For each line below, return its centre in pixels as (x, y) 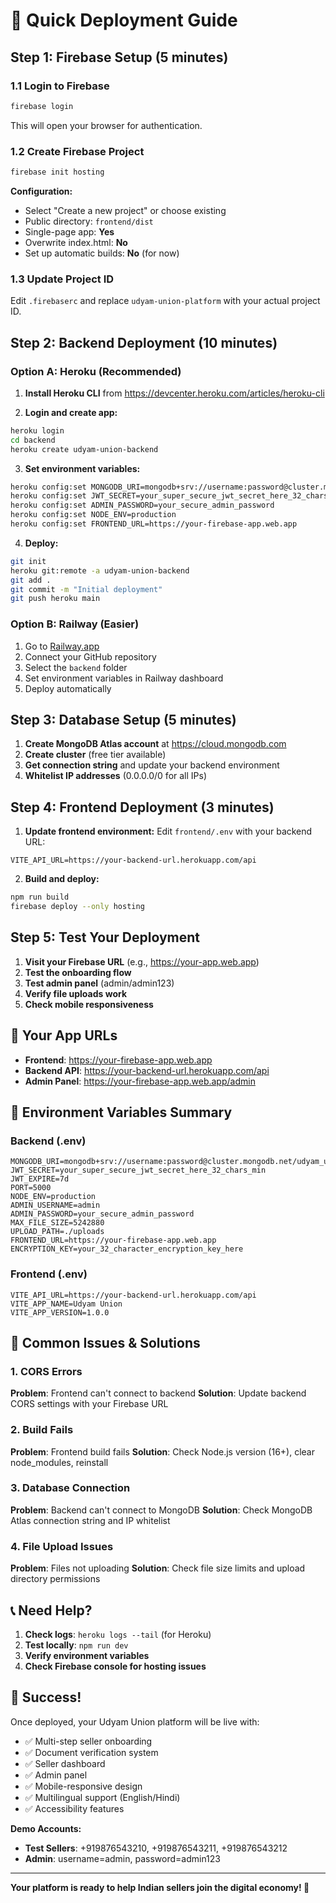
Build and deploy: (62, 879)
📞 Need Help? (51, 1610)
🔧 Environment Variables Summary (121, 1112)
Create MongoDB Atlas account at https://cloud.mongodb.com (155, 744)
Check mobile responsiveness (89, 1004)
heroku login (37, 430)
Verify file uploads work (76, 993)
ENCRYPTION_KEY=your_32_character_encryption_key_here (127, 1249)
